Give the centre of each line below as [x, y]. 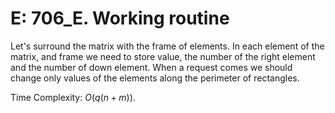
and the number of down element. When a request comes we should [151, 67]
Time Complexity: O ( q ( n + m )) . [73, 97]
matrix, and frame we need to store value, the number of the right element [163, 56]
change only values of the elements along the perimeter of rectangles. [155, 78]
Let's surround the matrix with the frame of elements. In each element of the [167, 46]
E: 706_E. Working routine [120, 18]
